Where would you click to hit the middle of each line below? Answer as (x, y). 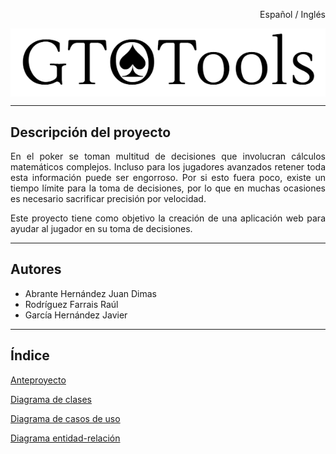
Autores (36, 269)
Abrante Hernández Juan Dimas (90, 293)
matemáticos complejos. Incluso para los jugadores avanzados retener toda (168, 167)
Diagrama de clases (51, 399)
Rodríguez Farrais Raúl (71, 304)
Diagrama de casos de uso (65, 418)
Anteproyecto (38, 380)
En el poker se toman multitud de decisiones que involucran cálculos (168, 156)
